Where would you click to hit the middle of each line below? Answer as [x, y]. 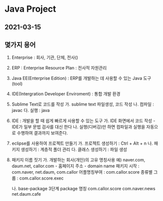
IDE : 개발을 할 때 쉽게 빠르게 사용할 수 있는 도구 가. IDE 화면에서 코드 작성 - [83, 121]
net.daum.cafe [26, 194]
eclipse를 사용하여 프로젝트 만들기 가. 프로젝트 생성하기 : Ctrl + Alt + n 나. [82, 143]
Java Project [31, 9]
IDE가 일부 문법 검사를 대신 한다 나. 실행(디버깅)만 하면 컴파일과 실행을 [78, 127]
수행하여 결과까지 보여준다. [42, 133]
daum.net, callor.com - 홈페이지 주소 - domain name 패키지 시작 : [75, 166]
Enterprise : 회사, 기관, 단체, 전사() [45, 58]
